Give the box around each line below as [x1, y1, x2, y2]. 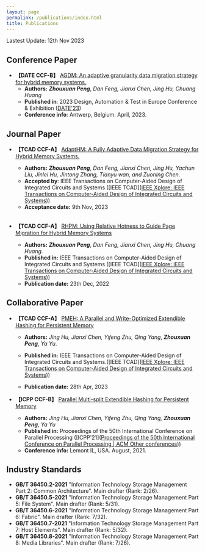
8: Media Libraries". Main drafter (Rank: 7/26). [15, 539, 131, 547]
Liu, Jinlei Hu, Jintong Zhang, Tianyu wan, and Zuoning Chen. [24, 171, 181, 178]
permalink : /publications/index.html [6, 15, 103, 21]
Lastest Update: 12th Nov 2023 [6, 37, 84, 45]
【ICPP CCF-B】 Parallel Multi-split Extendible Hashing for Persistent [15, 395, 189, 403]
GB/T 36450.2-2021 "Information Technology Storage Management [15, 481, 187, 488]
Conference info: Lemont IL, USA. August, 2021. [24, 446, 146, 454]
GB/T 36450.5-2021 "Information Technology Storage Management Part [15, 493, 199, 501]
